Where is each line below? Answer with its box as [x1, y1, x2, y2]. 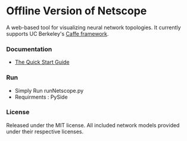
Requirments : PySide [14, 93, 68, 101]
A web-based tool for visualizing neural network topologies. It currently [6, 24, 181, 31]
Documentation [6, 45, 52, 53]
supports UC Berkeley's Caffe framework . [6, 30, 109, 37]
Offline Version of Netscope [6, 4, 147, 18]
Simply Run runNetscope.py [14, 87, 84, 94]
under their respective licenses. [6, 128, 84, 135]
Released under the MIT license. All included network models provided [6, 121, 180, 129]
